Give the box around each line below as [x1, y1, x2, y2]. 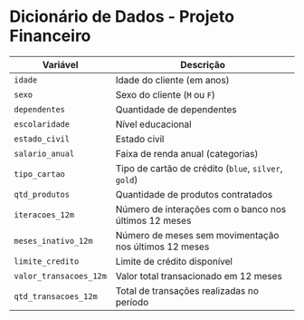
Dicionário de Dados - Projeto [9, 6, 235, 27]
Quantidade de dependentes [115, 102, 237, 115]
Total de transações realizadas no [115, 284, 260, 296]
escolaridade [14, 119, 71, 129]
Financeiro [9, 25, 91, 46]
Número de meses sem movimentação [115, 228, 280, 241]
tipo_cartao [14, 169, 66, 179]
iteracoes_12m [14, 209, 75, 219]
